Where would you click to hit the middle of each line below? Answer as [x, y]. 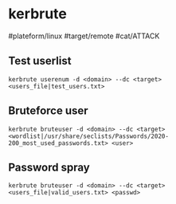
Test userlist [40, 61]
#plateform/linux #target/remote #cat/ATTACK [84, 36]
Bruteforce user [49, 111]
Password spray [49, 167]
